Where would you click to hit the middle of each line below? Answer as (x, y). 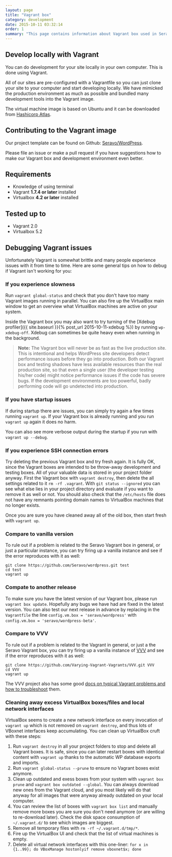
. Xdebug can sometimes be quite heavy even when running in (94, 333)
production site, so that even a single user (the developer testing (86, 370)
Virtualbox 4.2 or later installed (46, 198)
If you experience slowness (40, 284)
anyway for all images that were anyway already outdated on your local (88, 795)
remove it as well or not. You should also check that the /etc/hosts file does (85, 494)
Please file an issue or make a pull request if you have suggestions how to (83, 153)
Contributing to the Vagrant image (61, 131)
